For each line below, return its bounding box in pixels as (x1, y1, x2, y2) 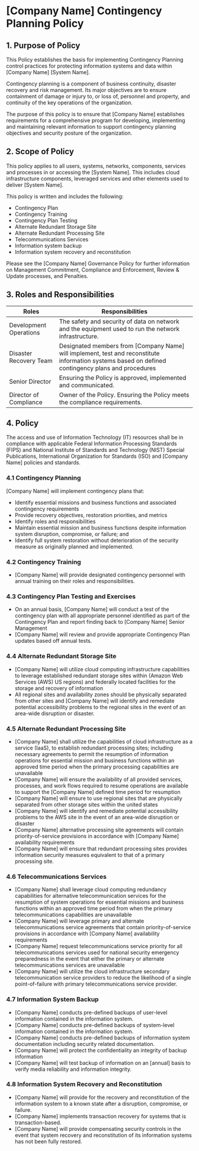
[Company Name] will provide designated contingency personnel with (14, 571, 185, 579)
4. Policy (6, 418, 39, 428)
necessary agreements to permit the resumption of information (14, 750, 169, 757)
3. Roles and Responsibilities (6, 289, 114, 300)
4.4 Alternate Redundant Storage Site (6, 652, 117, 661)
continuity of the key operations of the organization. (6, 99, 133, 106)
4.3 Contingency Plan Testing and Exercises (6, 592, 136, 600)
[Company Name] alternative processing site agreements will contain (14, 826, 184, 833)
